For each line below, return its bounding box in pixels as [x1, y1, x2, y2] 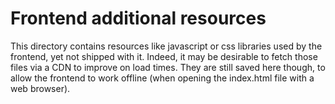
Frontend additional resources [10, 7, 267, 30]
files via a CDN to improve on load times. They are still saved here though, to [10, 61, 326, 73]
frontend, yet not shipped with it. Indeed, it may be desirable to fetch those [10, 50, 318, 62]
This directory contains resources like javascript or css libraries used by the [10, 40, 323, 52]
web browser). [10, 82, 71, 94]
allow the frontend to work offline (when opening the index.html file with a [10, 72, 315, 84]
